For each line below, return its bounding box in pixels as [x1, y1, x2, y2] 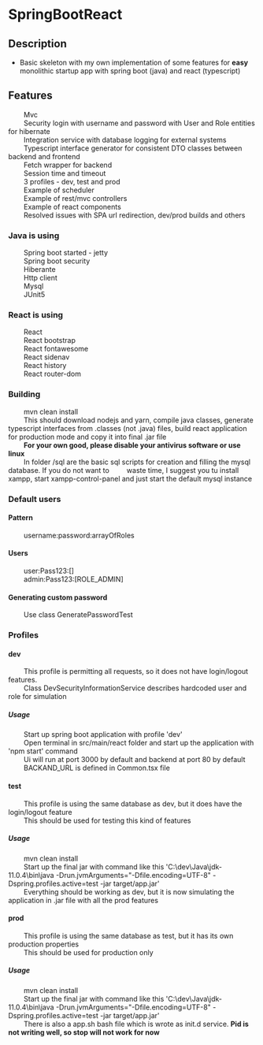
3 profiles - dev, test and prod [23, 177, 120, 186]
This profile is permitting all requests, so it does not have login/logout [23, 667, 249, 676]
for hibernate [8, 126, 51, 136]
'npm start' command [8, 746, 78, 756]
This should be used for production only [23, 947, 154, 957]
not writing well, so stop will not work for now [8, 1027, 160, 1037]
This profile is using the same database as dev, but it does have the [23, 798, 243, 809]
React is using [8, 310, 64, 321]
